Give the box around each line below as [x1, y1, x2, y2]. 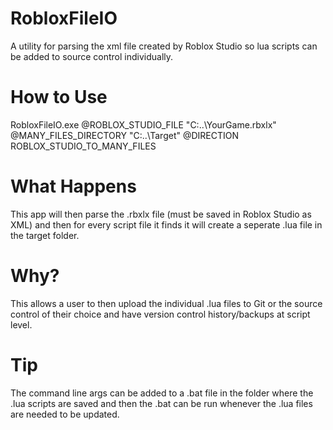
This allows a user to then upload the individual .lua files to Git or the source [10, 297, 323, 309]
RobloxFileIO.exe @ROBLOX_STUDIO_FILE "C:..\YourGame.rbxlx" [10, 118, 277, 131]
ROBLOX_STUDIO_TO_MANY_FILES [10, 140, 157, 152]
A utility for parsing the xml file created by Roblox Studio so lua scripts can [10, 40, 318, 52]
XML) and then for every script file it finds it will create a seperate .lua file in [10, 218, 323, 231]
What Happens [10, 175, 137, 198]
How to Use [10, 86, 108, 109]
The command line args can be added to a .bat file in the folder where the [10, 387, 314, 399]
